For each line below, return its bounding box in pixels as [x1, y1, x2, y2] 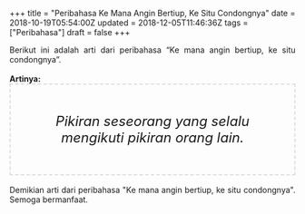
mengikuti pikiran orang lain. [60, 129, 245, 146]
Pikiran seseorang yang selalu [55, 112, 250, 130]
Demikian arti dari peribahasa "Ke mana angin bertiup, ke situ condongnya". [9, 185, 296, 195]
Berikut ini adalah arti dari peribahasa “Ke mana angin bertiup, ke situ [9, 44, 296, 55]
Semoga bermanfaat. [9, 194, 89, 205]
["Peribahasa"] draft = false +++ [9, 27, 131, 37]
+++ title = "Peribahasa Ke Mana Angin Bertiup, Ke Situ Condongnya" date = [9, 8, 296, 18]
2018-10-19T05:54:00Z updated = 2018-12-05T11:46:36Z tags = [9, 17, 249, 28]
